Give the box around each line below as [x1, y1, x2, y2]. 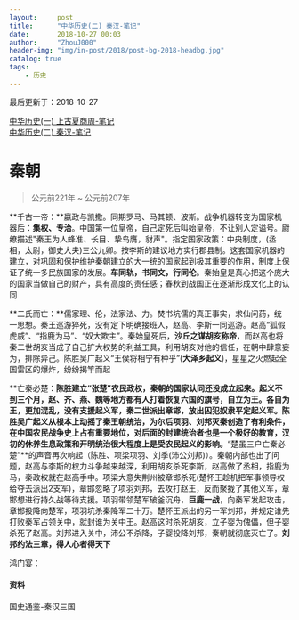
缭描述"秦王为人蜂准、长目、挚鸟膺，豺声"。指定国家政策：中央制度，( [9, 233, 270, 244]
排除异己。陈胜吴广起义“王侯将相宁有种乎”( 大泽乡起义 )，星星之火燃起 [24, 353, 279, 363]
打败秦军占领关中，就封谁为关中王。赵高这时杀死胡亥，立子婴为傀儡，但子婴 [9, 516, 290, 526]
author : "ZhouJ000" [9, 37, 98, 47]
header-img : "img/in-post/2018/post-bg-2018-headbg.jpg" [9, 46, 225, 55]
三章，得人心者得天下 [32, 538, 111, 549]
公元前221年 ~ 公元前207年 [30, 192, 131, 203]
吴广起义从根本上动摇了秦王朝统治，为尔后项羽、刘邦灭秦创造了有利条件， [16, 416, 290, 427]
